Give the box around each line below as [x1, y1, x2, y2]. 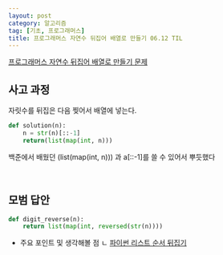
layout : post [8, 11, 52, 20]
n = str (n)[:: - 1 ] [22, 129, 81, 137]
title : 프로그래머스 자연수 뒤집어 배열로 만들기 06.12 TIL [8, 34, 183, 42]
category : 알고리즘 [8, 19, 67, 27]
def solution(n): [8, 122, 67, 130]
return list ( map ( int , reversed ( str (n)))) [22, 222, 163, 231]
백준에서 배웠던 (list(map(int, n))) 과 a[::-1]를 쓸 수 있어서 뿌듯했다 [8, 152, 216, 161]
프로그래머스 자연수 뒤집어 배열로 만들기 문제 [8, 57, 148, 67]
